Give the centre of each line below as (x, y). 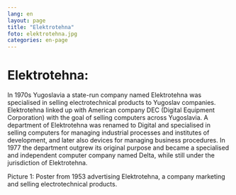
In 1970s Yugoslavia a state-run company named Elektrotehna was (105, 95)
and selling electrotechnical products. (62, 184)
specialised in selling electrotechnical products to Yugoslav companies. (112, 103)
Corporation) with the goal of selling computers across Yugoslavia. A (108, 118)
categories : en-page (38, 40)
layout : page (27, 21)
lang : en (20, 14)
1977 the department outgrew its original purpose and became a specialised (118, 148)
